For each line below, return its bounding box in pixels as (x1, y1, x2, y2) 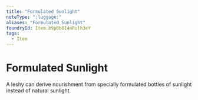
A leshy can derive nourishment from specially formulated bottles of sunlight (6, 81, 192, 88)
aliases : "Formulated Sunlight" (6, 19, 85, 25)
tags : (6, 31, 19, 36)
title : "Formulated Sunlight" (6, 8, 81, 15)
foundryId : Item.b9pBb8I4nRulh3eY (6, 25, 91, 31)
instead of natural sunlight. (6, 86, 71, 94)
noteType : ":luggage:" (6, 14, 62, 20)
